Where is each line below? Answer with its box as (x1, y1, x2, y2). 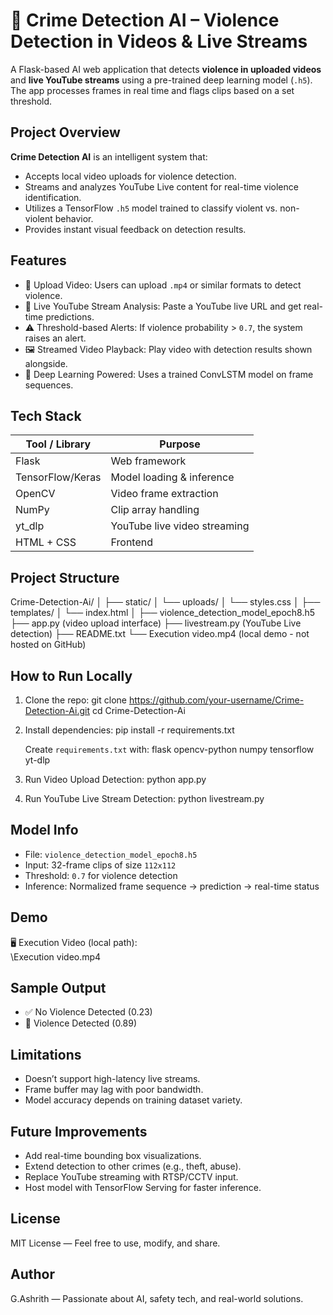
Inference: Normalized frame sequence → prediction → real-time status (24, 880, 320, 892)
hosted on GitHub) (10, 639, 87, 651)
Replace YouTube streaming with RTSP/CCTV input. (24, 1171, 239, 1183)
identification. (24, 191, 82, 203)
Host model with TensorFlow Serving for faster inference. (24, 1182, 262, 1194)
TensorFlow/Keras (15, 470, 102, 484)
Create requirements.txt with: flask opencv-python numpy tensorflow (24, 744, 315, 755)
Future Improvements (10, 1123, 148, 1140)
